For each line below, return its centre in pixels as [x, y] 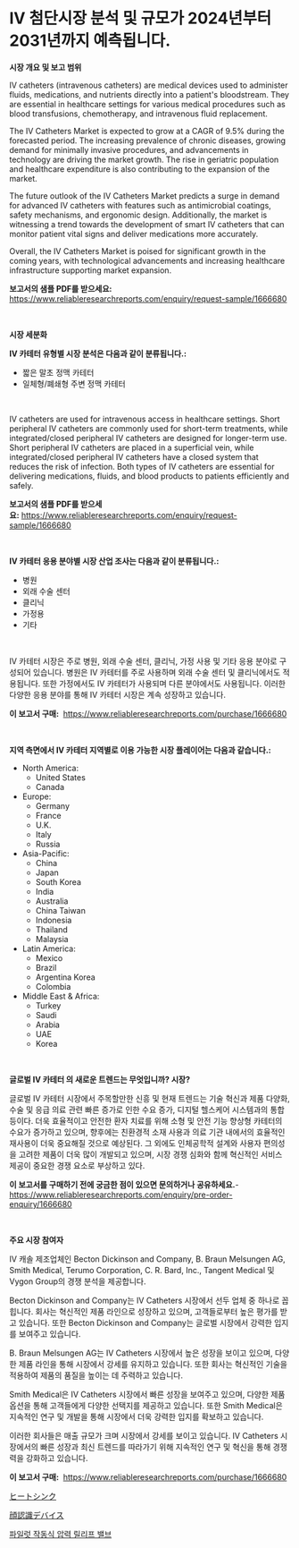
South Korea [58, 881]
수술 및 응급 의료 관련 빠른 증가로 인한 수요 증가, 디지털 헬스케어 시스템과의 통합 [147, 1110]
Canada [50, 787]
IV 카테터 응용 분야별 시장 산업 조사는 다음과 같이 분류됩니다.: [114, 561]
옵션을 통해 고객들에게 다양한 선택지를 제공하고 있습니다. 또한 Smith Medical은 [146, 1405]
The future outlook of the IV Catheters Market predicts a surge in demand [145, 196]
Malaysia [52, 939]
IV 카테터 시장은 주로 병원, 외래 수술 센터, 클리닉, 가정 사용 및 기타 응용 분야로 [143, 661]
